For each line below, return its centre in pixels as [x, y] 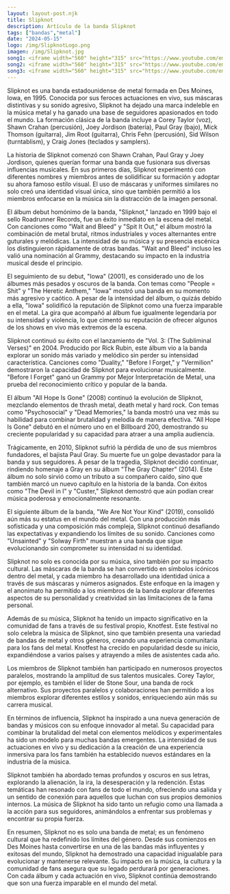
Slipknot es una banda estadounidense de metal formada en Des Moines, [111, 91]
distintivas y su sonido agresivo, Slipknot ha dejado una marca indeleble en [113, 105]
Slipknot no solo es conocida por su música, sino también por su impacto [111, 561]
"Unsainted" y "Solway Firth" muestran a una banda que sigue [95, 541]
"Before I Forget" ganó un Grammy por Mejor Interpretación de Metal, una [111, 377]
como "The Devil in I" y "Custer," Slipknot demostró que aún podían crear [111, 491]
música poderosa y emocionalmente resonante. [74, 498]
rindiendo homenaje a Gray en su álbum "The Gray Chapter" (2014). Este [110, 469]
